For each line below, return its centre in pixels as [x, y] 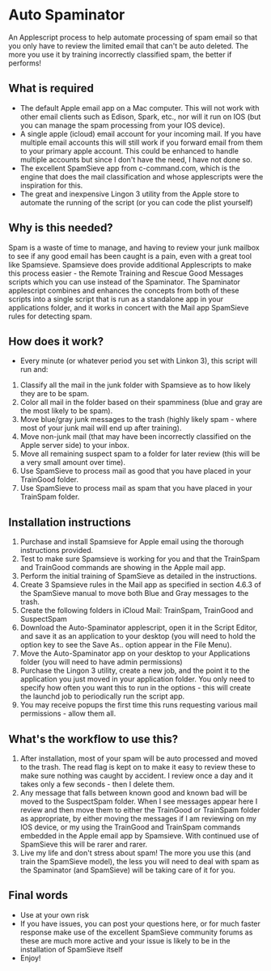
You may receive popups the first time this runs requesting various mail [139, 705]
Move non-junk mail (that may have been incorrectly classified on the [135, 437]
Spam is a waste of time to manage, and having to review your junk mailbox [134, 247]
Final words [38, 895]
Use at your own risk [55, 914]
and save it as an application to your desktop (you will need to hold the [138, 636]
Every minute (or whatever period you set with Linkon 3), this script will [138, 361]
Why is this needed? [61, 228]
